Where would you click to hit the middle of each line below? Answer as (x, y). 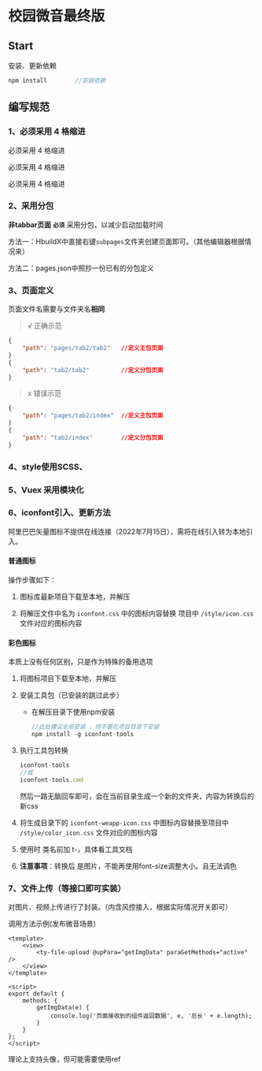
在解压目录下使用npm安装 (73, 712)
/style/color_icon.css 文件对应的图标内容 (89, 832)
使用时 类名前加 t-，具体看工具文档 (76, 849)
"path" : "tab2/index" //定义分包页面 (93, 437)
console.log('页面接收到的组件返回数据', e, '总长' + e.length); (151, 1016)
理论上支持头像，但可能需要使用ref (65, 1059)
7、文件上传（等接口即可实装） (67, 888)
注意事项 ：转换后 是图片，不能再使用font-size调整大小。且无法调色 (128, 866)
